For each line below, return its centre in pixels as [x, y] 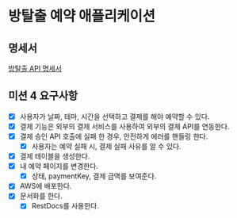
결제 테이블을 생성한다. [55, 156]
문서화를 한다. [41, 196]
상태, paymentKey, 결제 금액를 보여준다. [94, 176]
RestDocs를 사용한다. [65, 206]
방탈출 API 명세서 [35, 69]
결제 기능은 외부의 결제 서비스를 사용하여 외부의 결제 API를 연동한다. [124, 126]
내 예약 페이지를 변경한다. [59, 166]
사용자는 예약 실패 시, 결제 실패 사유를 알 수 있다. [106, 146]
